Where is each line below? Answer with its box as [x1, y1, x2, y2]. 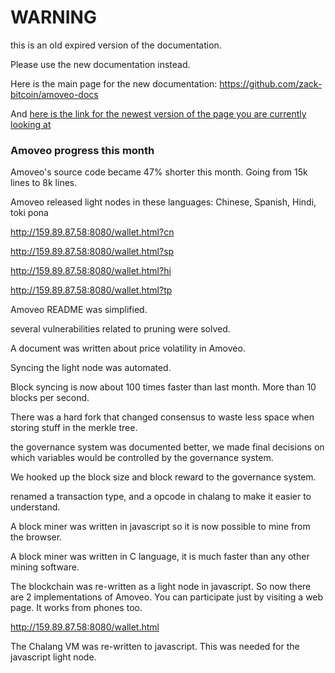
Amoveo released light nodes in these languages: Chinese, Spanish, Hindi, [10, 196, 317, 208]
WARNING [10, 6, 97, 29]
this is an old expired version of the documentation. [10, 39, 222, 51]
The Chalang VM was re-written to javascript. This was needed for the [10, 641, 300, 653]
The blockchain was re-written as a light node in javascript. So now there [10, 581, 312, 593]
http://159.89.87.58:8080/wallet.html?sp [10, 246, 175, 258]
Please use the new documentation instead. [10, 58, 191, 70]
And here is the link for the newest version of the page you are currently [10, 107, 307, 120]
